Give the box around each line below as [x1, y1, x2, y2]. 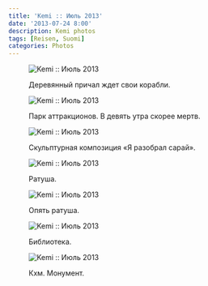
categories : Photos [8, 42, 74, 50]
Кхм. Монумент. [28, 268, 85, 278]
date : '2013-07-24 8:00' [8, 19, 92, 28]
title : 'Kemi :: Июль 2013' [8, 11, 104, 20]
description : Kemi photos [8, 27, 96, 35]
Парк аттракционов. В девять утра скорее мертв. [28, 111, 201, 122]
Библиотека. [28, 237, 72, 247]
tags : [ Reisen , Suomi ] [8, 34, 85, 43]
